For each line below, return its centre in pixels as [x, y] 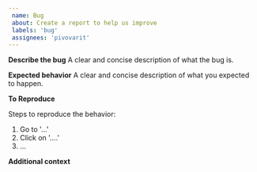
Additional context [40, 162]
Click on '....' [40, 138]
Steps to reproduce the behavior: [62, 114]
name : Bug [28, 15]
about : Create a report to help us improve [84, 23]
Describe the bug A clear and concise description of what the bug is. [121, 60]
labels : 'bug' [35, 30]
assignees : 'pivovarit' [51, 37]
